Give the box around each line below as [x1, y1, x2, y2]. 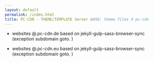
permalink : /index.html [5, 12, 55, 17]
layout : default [5, 7, 39, 13]
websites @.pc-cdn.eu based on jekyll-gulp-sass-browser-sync [12, 46, 145, 52]
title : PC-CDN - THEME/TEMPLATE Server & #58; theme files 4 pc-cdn [5, 17, 149, 22]
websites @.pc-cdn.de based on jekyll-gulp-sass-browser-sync [12, 31, 145, 37]
